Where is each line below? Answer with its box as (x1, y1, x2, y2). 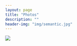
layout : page (5, 7, 32, 13)
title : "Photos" (5, 12, 39, 17)
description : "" (5, 17, 39, 22)
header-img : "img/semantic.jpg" (5, 21, 72, 27)
